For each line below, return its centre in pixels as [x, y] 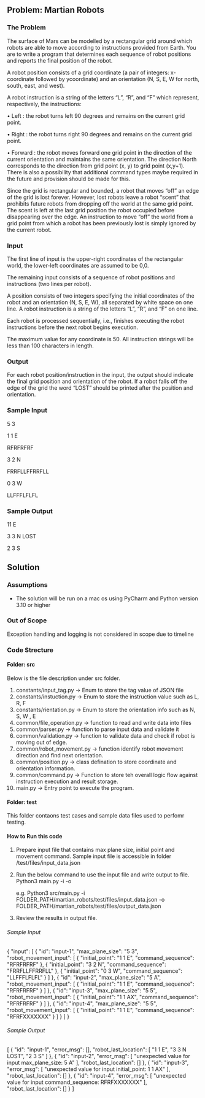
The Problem [27, 28]
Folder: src [21, 665]
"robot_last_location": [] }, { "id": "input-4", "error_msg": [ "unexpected [97, 1075]
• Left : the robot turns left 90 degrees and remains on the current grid [96, 115]
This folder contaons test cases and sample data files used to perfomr [96, 816]
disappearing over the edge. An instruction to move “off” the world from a [100, 217]
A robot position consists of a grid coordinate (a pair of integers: [88, 72]
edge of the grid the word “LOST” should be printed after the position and [100, 388]
